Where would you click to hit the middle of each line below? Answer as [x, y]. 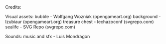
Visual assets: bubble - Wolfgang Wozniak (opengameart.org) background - [83, 16]
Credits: [13, 7]
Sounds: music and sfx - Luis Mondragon [48, 36]
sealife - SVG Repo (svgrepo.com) [40, 27]
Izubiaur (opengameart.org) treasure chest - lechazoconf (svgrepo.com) [80, 22]
